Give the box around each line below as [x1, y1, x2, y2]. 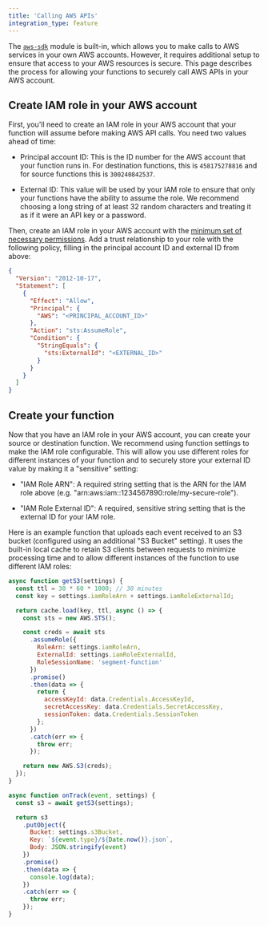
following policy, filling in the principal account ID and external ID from [8, 243, 240, 253]
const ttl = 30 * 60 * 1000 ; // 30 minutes [15, 584, 163, 592]
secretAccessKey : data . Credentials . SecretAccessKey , [43, 703, 224, 711]
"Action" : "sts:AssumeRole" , [29, 326, 127, 335]
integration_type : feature [8, 19, 98, 27]
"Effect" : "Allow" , [29, 297, 94, 305]
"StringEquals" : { [37, 342, 98, 350]
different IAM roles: [8, 562, 72, 571]
